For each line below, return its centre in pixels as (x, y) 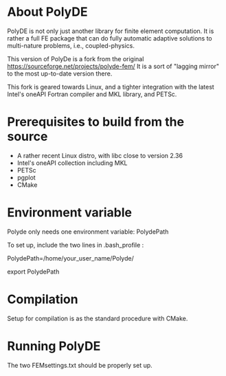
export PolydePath (33, 272)
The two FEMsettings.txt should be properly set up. (80, 365)
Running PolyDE (54, 346)
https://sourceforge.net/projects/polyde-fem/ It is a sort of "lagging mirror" (113, 66)
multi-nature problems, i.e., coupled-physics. (71, 45)
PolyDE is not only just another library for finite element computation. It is (111, 31)
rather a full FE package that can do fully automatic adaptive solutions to (110, 38)
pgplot (26, 177)
